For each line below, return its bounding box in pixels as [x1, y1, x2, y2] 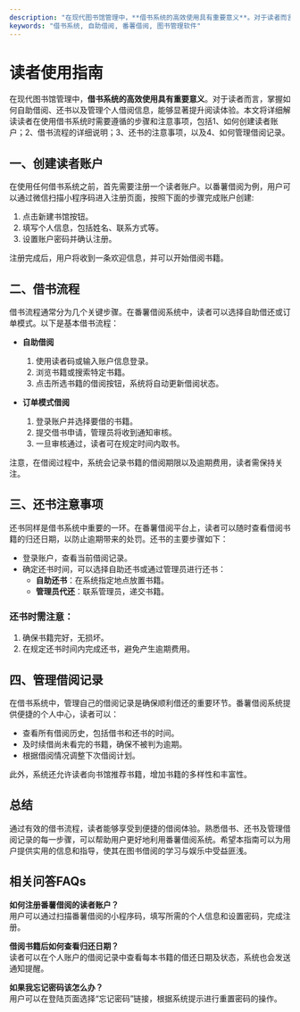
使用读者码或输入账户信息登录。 [35, 356, 154, 367]
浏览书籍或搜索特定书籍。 [35, 367, 130, 377]
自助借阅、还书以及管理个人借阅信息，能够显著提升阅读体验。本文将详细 [16, 104, 283, 116]
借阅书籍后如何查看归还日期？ [9, 941, 119, 951]
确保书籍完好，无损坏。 [21, 633, 109, 643]
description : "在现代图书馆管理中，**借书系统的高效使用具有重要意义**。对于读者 [9, 12, 281, 22]
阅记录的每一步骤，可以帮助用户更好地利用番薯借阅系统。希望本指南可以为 [9, 834, 283, 844]
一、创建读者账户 [9, 155, 104, 170]
